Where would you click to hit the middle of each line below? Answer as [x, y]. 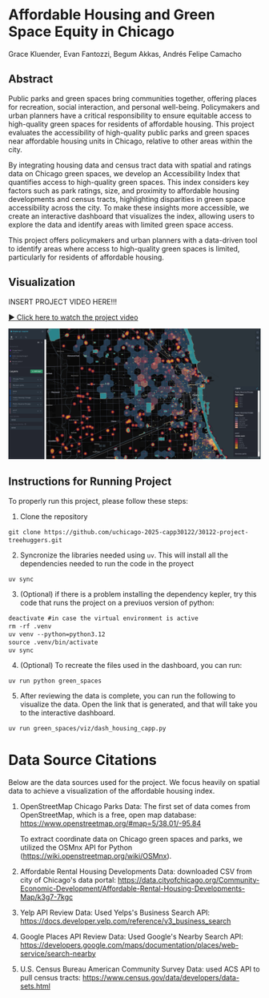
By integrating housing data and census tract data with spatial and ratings [130, 165]
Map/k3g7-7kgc [46, 897]
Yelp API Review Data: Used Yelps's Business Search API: [115, 912]
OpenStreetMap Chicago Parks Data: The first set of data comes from [135, 806]
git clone [25, 532]
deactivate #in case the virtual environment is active [103, 618]
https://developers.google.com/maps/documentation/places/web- [129, 945]
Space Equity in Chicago [91, 32]
